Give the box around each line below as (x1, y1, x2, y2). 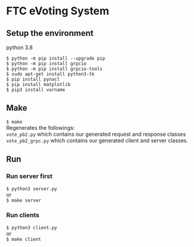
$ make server (6, 197, 42, 203)
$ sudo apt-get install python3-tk (6, 71, 95, 77)
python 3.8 (6, 44, 33, 51)
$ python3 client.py (6, 224, 58, 231)
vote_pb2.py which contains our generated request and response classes (6, 130, 186, 138)
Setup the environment (6, 28, 94, 38)
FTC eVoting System (6, 4, 109, 18)
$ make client (6, 236, 42, 242)
